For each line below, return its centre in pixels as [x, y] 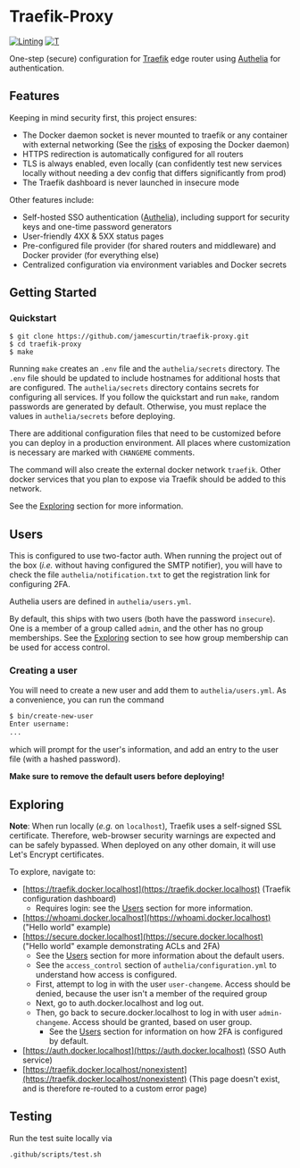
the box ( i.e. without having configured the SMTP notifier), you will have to [146, 566]
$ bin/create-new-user [51, 716]
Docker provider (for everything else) [90, 255]
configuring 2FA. [40, 584]
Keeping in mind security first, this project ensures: [103, 117]
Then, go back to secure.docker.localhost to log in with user [146, 1013]
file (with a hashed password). [65, 759]
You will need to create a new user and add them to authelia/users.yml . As [148, 690]
